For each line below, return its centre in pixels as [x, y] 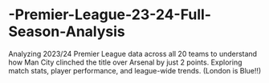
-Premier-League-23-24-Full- [110, 15]
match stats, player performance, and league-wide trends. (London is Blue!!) [135, 70]
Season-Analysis [67, 32]
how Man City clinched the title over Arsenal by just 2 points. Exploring [125, 62]
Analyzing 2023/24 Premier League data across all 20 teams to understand [133, 53]
